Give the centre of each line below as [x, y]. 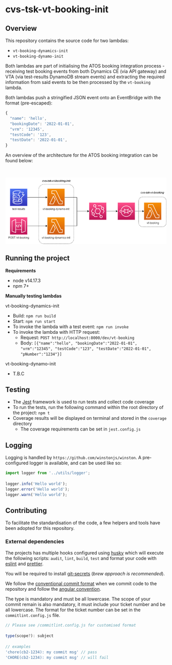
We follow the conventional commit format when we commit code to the [81, 583]
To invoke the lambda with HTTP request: [56, 332]
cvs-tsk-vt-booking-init [57, 9]
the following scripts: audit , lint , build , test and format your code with [81, 558]
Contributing [26, 511]
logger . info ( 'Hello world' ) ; [36, 484]
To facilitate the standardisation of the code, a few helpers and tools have [83, 523]
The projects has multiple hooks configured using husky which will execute [84, 553]
